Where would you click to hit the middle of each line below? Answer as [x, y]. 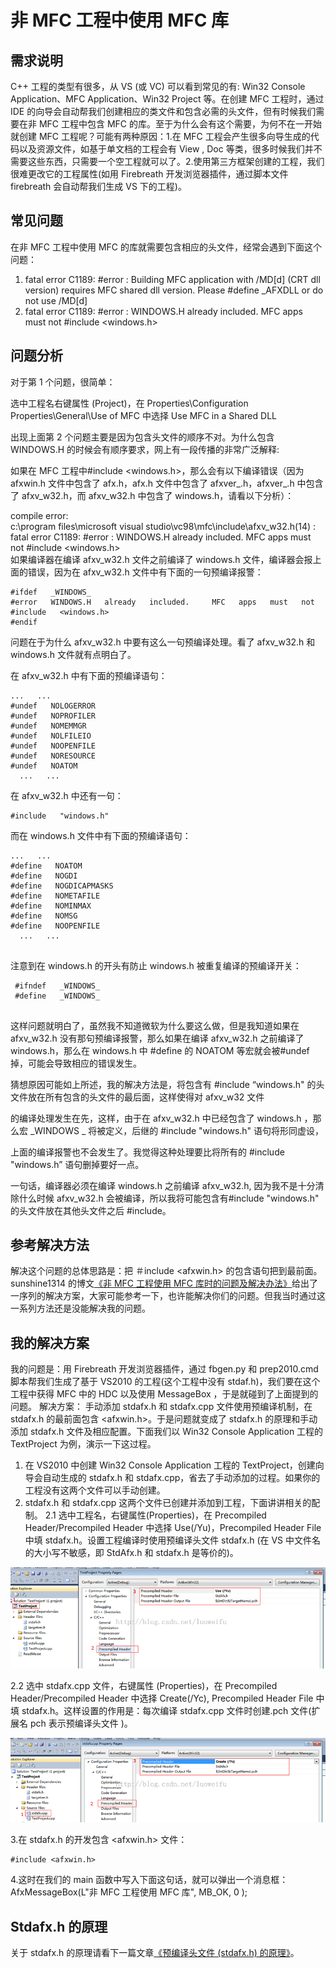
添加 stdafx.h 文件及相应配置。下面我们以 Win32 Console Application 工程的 [167, 1432]
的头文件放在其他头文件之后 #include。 [91, 1210]
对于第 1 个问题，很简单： [63, 382]
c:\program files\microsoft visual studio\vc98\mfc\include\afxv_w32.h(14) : [163, 526]
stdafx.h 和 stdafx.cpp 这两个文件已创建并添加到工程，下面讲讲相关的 [168, 1503]
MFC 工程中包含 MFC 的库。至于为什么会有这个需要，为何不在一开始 [180, 124]
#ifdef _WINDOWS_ [51, 592]
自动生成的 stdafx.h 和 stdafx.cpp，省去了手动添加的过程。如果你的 [181, 1478]
